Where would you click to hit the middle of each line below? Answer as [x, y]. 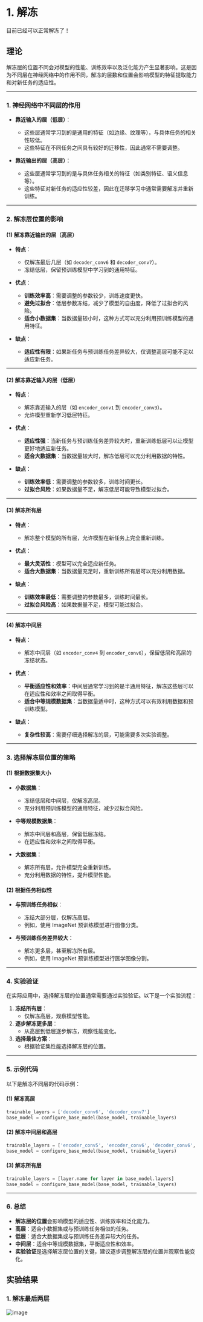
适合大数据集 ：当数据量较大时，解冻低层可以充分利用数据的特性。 [106, 456]
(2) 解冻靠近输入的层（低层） [42, 380]
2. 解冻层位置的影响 [35, 219]
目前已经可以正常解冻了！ [38, 30]
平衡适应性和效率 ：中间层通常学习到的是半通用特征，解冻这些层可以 [109, 686]
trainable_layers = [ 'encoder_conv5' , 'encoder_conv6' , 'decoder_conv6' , [101, 1145]
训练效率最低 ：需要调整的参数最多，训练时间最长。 [88, 597]
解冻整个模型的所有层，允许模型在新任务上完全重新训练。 [95, 538]
